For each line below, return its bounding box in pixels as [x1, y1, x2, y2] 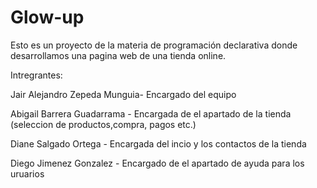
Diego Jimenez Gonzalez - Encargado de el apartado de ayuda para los [10, 157, 305, 169]
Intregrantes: [10, 69, 63, 81]
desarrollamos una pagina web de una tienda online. [10, 49, 227, 61]
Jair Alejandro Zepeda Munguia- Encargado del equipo [10, 88, 237, 100]
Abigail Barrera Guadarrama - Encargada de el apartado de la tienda [10, 107, 292, 120]
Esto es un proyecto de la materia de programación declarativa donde [10, 39, 298, 51]
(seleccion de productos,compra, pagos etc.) [10, 118, 197, 130]
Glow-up [10, 6, 85, 29]
